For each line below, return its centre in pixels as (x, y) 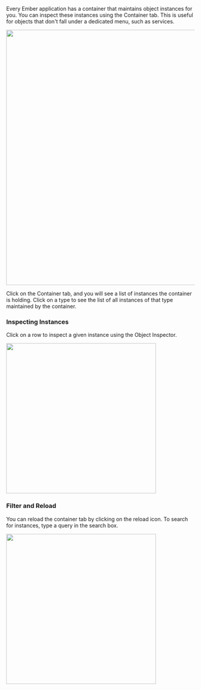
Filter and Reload (31, 506)
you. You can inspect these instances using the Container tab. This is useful (100, 15)
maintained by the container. (41, 306)
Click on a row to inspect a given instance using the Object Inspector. (92, 335)
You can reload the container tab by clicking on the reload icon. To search (97, 519)
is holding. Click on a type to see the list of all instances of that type (90, 300)
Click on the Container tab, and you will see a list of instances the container (99, 293)
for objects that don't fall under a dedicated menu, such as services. (90, 21)
